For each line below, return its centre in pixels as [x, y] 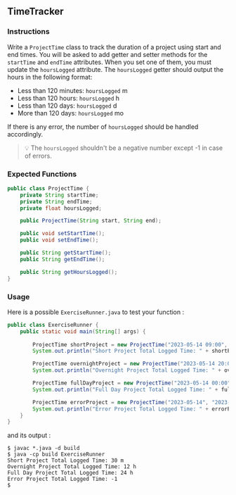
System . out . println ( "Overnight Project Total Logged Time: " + [127, 370]
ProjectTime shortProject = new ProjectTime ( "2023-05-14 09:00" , [130, 344]
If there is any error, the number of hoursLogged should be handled [103, 127]
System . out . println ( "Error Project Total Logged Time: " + [121, 409]
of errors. [38, 156]
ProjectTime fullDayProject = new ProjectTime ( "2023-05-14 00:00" [132, 383]
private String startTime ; [59, 195]
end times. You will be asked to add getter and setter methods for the [107, 54]
